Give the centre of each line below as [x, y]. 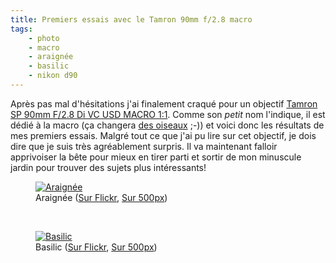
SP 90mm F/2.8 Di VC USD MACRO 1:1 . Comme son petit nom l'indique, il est [168, 114]
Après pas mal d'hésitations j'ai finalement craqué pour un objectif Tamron [164, 103]
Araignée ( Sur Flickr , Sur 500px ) [101, 197]
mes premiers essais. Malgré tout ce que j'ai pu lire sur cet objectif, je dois [163, 135]
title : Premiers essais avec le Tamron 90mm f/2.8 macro [131, 19]
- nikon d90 [53, 76]
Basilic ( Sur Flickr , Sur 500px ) [96, 247]
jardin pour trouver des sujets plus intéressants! [108, 167]
